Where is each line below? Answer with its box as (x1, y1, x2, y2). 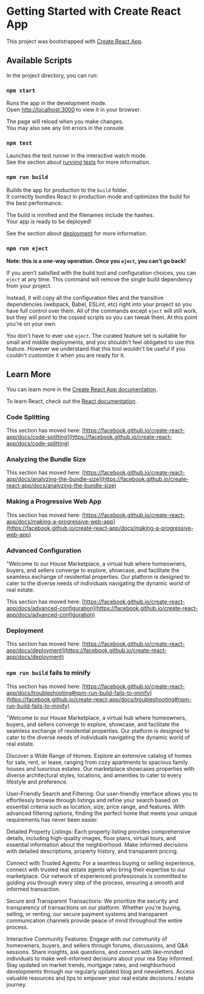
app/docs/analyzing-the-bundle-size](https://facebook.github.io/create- (6, 475, 189, 483)
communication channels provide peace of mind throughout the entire (6, 917, 183, 924)
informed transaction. (6, 885, 61, 893)
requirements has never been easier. (6, 816, 99, 823)
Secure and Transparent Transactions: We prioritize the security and (6, 897, 178, 904)
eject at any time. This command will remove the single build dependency (6, 275, 193, 283)
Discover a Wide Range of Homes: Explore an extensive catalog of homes (6, 752, 192, 759)
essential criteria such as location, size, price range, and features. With (6, 803, 185, 810)
